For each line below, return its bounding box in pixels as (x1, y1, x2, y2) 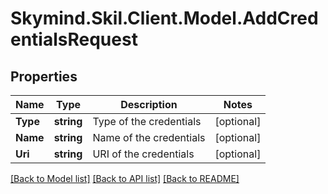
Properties (10, 68, 78, 85)
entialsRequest (10, 28, 138, 51)
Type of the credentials (92, 115, 202, 128)
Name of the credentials (92, 131, 206, 144)
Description (120, 98, 178, 111)
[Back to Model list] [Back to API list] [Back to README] (10, 173, 240, 184)
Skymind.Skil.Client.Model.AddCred (10, 7, 319, 30)
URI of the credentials (92, 147, 195, 161)
